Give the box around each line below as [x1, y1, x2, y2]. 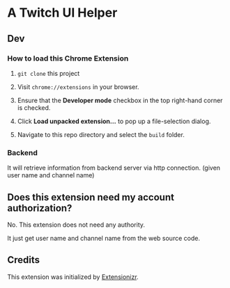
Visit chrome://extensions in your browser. [17, 82, 139, 91]
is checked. [17, 103, 51, 112]
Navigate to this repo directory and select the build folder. [17, 130, 185, 138]
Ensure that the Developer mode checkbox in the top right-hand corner [17, 96, 223, 104]
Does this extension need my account [7, 191, 174, 203]
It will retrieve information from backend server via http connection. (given [7, 163, 221, 172]
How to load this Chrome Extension [7, 54, 129, 63]
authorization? [7, 202, 72, 214]
